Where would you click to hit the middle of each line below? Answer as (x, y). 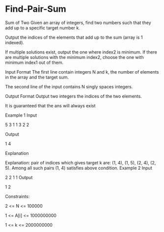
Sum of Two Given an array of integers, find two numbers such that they (78, 23)
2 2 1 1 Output (19, 177)
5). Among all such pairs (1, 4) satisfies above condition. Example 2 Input (79, 168)
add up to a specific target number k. (42, 27)
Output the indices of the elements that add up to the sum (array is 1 (74, 37)
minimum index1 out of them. (34, 62)
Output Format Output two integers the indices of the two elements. (74, 96)
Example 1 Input (21, 115)
